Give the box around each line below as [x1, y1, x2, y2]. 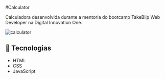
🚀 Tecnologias [5, 44, 52, 53]
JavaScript [12, 68, 36, 74]
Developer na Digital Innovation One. [5, 20, 83, 25]
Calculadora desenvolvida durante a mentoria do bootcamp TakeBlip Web [5, 14, 160, 20]
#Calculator [5, 5, 30, 10]
